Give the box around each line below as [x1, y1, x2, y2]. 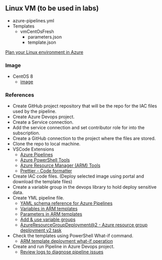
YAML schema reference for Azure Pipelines [20, 200, 113, 207]
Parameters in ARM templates [20, 211, 83, 217]
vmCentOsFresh [20, 28, 54, 35]
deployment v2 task [20, 227, 62, 234]
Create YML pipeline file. [12, 195, 64, 201]
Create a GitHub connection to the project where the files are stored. [12, 135, 156, 141]
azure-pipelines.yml [12, 17, 55, 23]
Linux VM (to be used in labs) [5, 4, 99, 13]
